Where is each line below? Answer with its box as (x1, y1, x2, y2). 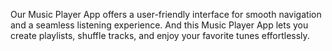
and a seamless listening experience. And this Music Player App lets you (10, 19, 309, 31)
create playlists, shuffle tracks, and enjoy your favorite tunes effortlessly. (10, 30, 310, 41)
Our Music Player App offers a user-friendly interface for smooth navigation (10, 9, 322, 20)
